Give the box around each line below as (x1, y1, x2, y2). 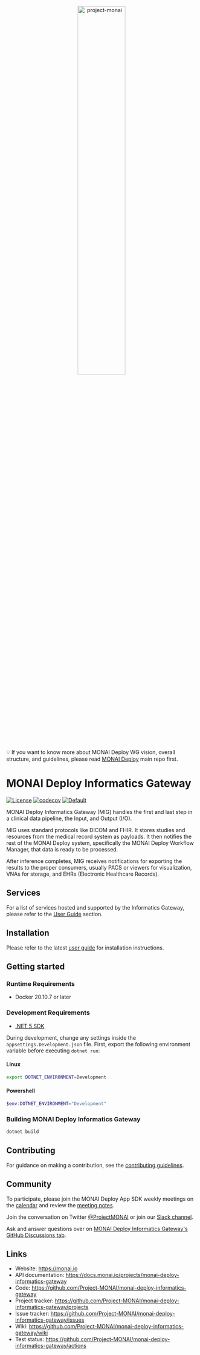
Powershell (6, 1087, 35, 1095)
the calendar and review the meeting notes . (6, 1201, 115, 1209)
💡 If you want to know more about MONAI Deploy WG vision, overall (6, 749, 175, 756)
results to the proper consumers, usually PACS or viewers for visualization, (6, 864, 192, 871)
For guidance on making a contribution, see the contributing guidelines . (6, 1161, 184, 1169)
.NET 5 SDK (15, 1022, 45, 1029)
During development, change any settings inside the (6, 1034, 137, 1041)
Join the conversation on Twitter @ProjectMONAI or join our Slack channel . (6, 1213, 193, 1221)
